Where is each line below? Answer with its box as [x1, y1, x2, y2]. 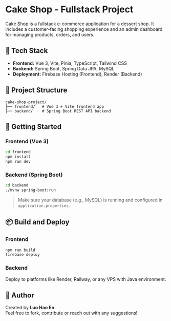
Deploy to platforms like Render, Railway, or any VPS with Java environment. [5, 276, 166, 282]
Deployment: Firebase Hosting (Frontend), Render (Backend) [12, 71, 142, 77]
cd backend [5, 183, 29, 188]
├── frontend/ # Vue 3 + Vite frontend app [5, 104, 104, 109]
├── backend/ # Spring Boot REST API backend [5, 108, 111, 114]
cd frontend [5, 149, 31, 155]
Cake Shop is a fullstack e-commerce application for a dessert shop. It [5, 21, 155, 27]
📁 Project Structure [5, 86, 68, 95]
